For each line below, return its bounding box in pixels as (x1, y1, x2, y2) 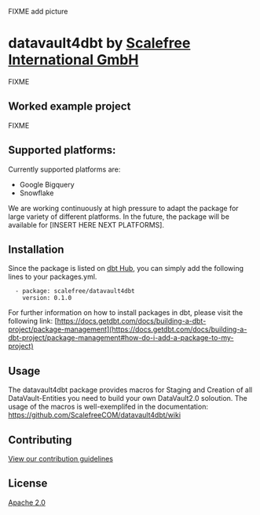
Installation (8, 243, 64, 256)
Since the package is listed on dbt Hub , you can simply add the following (8, 264, 244, 273)
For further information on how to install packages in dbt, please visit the (8, 308, 244, 317)
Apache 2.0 (8, 498, 46, 507)
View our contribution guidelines (8, 454, 114, 463)
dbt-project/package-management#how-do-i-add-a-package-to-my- (8, 333, 234, 343)
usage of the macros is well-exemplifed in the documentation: (8, 402, 208, 412)
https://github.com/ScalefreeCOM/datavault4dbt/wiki (8, 410, 181, 420)
